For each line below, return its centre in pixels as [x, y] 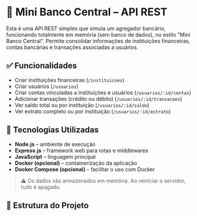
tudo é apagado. [41, 187]
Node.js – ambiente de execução [55, 144]
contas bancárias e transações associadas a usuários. [72, 47]
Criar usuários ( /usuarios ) [46, 86]
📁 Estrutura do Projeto [47, 205]
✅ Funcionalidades [42, 66]
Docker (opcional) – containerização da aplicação [76, 163]
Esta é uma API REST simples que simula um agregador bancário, [86, 28]
